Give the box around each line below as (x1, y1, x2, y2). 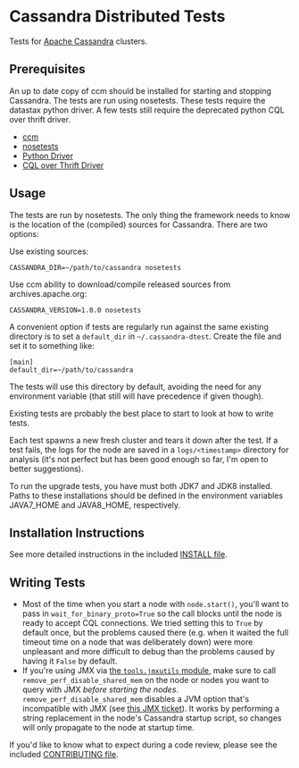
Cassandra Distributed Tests (9, 6, 226, 27)
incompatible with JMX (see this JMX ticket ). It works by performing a (21, 704, 279, 714)
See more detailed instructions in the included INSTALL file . (9, 549, 228, 560)
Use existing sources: (9, 246, 89, 257)
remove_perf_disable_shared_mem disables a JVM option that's (21, 694, 250, 705)
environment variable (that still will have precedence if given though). (9, 391, 264, 401)
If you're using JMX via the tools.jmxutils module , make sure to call (21, 665, 277, 676)
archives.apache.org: (9, 288, 87, 299)
